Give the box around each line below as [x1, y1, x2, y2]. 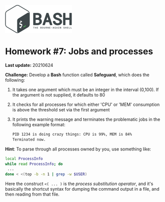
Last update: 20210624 [5, 62, 53, 68]
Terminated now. [12, 137, 46, 142]
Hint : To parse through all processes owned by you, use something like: [5, 146, 152, 152]
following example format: [12, 121, 66, 127]
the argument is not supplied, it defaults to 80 [12, 92, 105, 98]
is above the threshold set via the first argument [12, 106, 110, 112]
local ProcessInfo [5, 156, 43, 161]
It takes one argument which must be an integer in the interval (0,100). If [12, 87, 159, 93]
